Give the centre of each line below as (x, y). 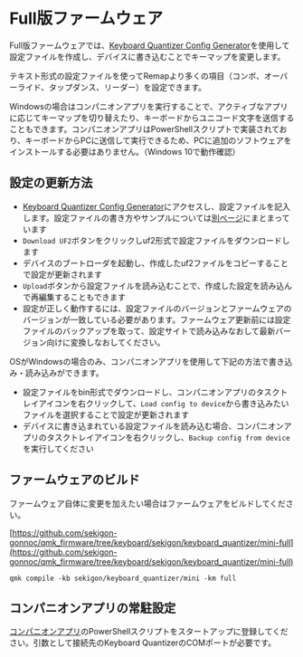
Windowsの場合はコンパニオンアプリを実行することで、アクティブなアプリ (149, 106)
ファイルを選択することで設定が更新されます (106, 414)
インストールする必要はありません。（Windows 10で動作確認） (125, 151)
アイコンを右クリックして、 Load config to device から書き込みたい (164, 403)
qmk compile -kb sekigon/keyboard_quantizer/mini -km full (123, 578)
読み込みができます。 (64, 373)
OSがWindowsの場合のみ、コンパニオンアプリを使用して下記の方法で (139, 361)
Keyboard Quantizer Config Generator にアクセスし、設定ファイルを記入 (156, 206)
